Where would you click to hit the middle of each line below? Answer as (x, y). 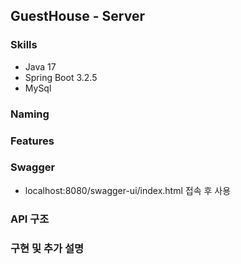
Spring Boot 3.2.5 (61, 77)
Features (32, 141)
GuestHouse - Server (77, 16)
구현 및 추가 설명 (47, 248)
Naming (30, 114)
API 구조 (30, 219)
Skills (24, 45)
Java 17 (40, 66)
